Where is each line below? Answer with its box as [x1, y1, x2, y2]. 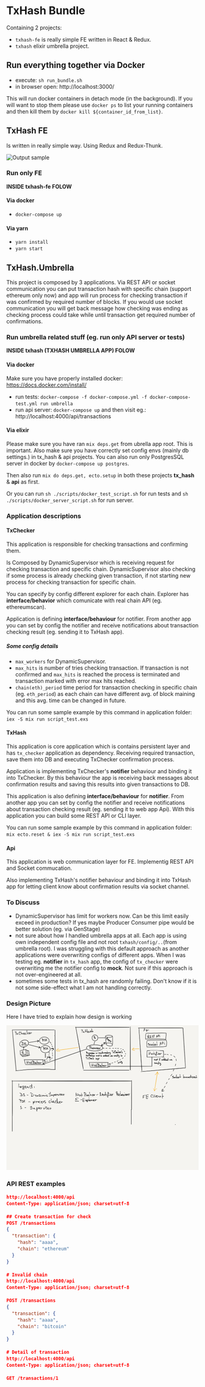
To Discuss [6, 898, 40, 907]
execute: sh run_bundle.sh [15, 76, 82, 83]
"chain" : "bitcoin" [17, 1323, 67, 1329]
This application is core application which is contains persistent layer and [6, 743, 190, 750]
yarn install [15, 240, 49, 246]
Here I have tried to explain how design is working [6, 1013, 132, 1020]
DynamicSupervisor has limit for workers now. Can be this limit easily [15, 912, 189, 920]
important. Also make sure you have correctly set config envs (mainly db [6, 447, 189, 454]
